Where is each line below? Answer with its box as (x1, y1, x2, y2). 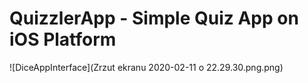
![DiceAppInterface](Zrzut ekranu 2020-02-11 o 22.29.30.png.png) (9, 61, 284, 73)
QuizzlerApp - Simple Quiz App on (9, 7, 299, 30)
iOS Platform (9, 28, 117, 51)
